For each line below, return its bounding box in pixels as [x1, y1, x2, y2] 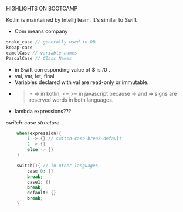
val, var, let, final [14, 72, 55, 79]
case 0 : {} [27, 168, 54, 174]
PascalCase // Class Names [6, 55, 72, 61]
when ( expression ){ [16, 130, 62, 136]
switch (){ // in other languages [16, 163, 99, 169]
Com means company [14, 28, 68, 35]
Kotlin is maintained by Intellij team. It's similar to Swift [6, 16, 137, 23]
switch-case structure [6, 119, 60, 126]
